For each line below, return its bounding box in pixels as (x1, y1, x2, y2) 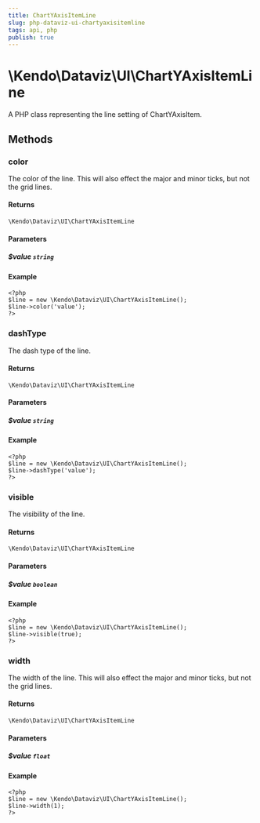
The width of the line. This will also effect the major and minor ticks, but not (8, 672, 252, 683)
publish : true (8, 33, 55, 42)
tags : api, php (8, 26, 58, 34)
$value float (8, 751, 51, 761)
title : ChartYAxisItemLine (8, 11, 96, 20)
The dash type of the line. (8, 346, 92, 355)
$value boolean (8, 579, 58, 588)
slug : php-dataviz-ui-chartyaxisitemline (8, 19, 146, 27)
